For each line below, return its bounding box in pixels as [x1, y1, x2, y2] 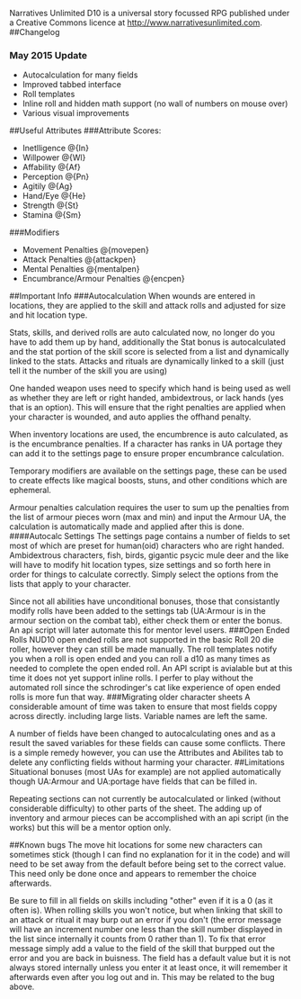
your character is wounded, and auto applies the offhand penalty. [9, 411, 252, 422]
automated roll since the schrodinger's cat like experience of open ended [9, 682, 281, 693]
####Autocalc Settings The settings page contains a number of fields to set [9, 531, 290, 542]
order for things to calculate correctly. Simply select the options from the [9, 569, 279, 580]
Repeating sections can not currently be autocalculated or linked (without [9, 794, 281, 805]
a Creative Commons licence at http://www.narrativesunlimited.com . [9, 17, 263, 28]
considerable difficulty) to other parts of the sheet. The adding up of [9, 803, 262, 814]
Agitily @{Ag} [22, 181, 74, 192]
